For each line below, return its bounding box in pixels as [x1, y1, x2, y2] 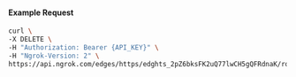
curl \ [8, 27, 33, 35]
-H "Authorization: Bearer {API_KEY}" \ [8, 42, 160, 52]
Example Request [8, 7, 74, 18]
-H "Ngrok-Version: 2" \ [8, 51, 100, 60]
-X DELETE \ [8, 35, 52, 44]
